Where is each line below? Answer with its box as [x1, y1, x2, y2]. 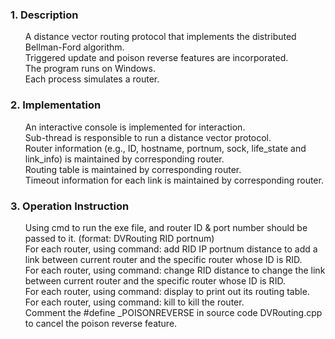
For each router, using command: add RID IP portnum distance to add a [24, 243, 318, 255]
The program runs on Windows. [24, 63, 156, 75]
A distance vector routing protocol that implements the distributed [24, 31, 297, 43]
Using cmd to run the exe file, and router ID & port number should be [24, 221, 308, 233]
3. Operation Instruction [10, 199, 130, 213]
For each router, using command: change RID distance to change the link [24, 264, 326, 276]
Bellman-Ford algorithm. [24, 41, 125, 53]
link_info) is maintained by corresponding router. [24, 153, 225, 165]
